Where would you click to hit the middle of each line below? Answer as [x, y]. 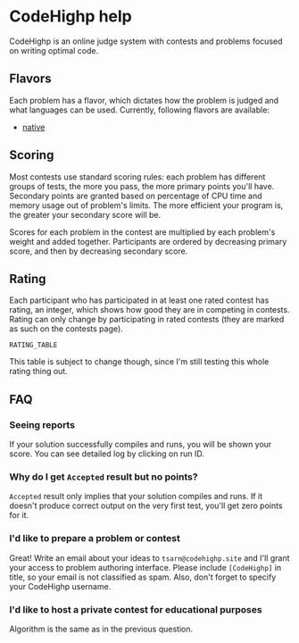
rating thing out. [39, 372]
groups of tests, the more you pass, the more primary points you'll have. [142, 186]
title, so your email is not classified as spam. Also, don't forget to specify [143, 577]
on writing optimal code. [54, 50]
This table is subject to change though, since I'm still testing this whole [139, 362]
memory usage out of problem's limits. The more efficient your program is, [146, 205]
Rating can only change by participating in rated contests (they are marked [147, 320]
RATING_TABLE [33, 346]
